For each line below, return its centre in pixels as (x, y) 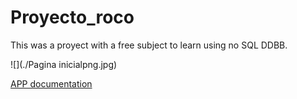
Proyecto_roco (72, 17)
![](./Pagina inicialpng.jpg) (64, 64)
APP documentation (51, 83)
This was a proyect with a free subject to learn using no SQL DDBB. (149, 45)
